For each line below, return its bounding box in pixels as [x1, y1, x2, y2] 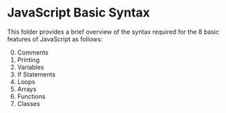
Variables [17, 63, 44, 71]
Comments [17, 48, 49, 56]
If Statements [17, 70, 56, 79]
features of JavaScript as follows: [7, 34, 103, 43]
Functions [17, 92, 46, 101]
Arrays [17, 85, 37, 93]
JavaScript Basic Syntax [7, 5, 151, 21]
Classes [17, 99, 40, 107]
